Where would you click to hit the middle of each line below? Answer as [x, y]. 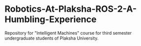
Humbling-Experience [51, 19]
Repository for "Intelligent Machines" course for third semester [68, 33]
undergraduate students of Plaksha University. [52, 38]
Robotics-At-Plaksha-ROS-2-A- [71, 9]
